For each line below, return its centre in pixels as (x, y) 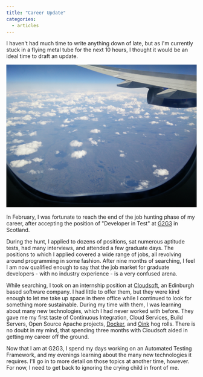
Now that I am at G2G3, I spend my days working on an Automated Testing (99, 349)
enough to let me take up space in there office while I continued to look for (99, 298)
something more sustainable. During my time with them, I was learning (94, 304)
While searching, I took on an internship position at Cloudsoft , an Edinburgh (100, 285)
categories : (21, 19)
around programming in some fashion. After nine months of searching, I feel (101, 261)
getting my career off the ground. (48, 337)
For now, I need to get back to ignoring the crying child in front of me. (93, 368)
